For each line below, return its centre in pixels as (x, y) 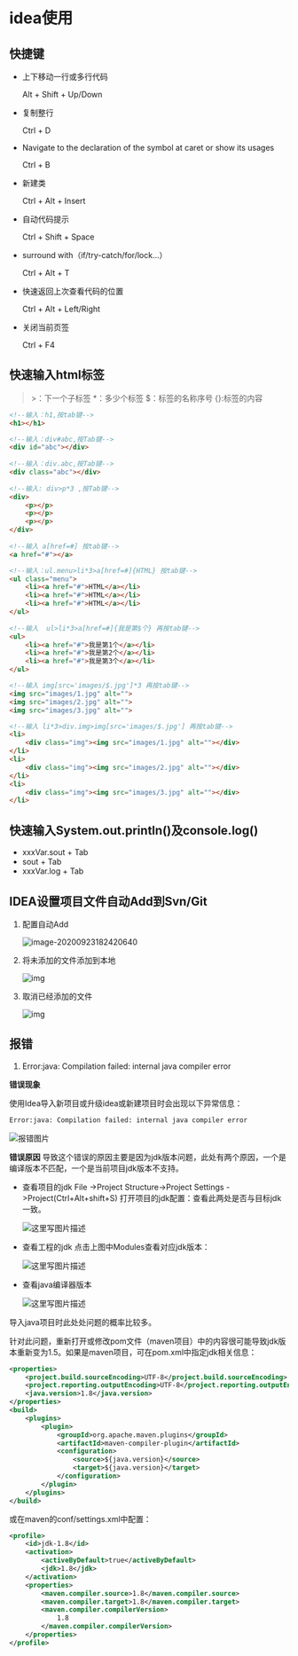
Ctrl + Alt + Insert (54, 201)
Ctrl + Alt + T (46, 273)
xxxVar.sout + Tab (55, 852)
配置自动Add (45, 924)
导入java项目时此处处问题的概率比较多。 (83, 1322)
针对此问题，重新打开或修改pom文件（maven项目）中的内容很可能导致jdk (144, 1341)
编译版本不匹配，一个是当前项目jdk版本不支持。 (96, 1168)
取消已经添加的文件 (57, 996)
